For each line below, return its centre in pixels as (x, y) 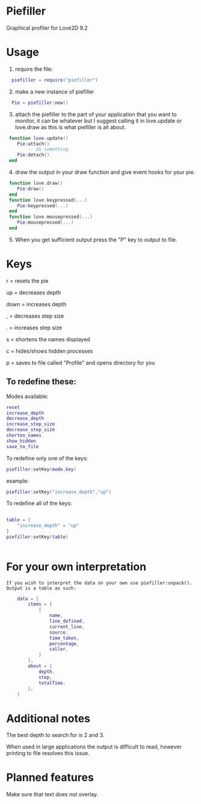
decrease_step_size (31, 430)
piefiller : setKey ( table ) (37, 537)
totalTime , (52, 683)
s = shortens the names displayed (48, 339)
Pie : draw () (31, 188)
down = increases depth (36, 304)
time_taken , (64, 638)
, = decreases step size (35, 316)
